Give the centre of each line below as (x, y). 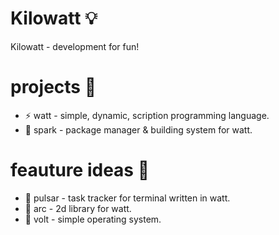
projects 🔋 (53, 87)
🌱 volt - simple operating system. (93, 219)
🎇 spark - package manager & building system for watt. (138, 129)
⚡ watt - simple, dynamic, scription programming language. (147, 115)
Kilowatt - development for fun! (75, 46)
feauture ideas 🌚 (80, 170)
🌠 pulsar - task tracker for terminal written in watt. (127, 198)
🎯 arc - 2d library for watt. (78, 208)
